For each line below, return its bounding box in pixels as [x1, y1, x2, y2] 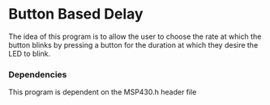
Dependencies [8, 69, 67, 80]
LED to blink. [8, 48, 51, 58]
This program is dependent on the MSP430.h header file [8, 87, 197, 97]
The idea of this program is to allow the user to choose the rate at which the [8, 31, 262, 41]
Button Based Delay [8, 5, 144, 23]
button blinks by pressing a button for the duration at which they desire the [8, 40, 259, 49]
